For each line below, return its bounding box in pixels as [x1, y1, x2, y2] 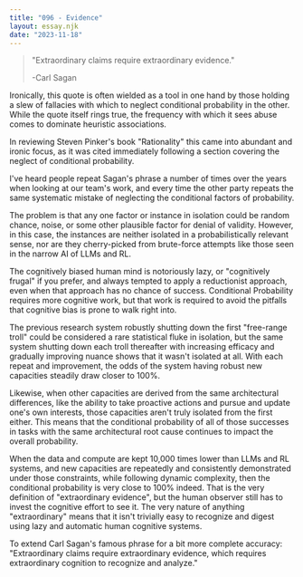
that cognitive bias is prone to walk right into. [9, 304, 177, 315]
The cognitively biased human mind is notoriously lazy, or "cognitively [9, 266, 270, 277]
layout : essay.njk [9, 22, 79, 31]
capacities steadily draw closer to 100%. [9, 370, 161, 381]
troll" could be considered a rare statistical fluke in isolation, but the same [9, 332, 283, 342]
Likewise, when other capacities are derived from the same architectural [9, 388, 279, 399]
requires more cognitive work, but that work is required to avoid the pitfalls [9, 295, 288, 306]
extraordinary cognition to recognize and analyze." [9, 558, 198, 569]
